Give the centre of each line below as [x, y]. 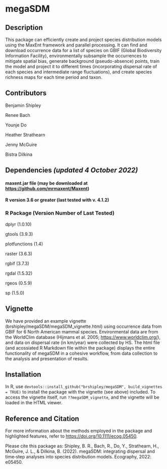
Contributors [26, 93]
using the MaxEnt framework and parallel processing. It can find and [76, 45]
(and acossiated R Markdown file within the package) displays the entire [80, 348]
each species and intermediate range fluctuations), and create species [79, 72]
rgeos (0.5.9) [19, 283]
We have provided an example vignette [46, 321]
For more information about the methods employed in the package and [79, 431]
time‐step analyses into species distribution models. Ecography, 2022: [78, 457]
